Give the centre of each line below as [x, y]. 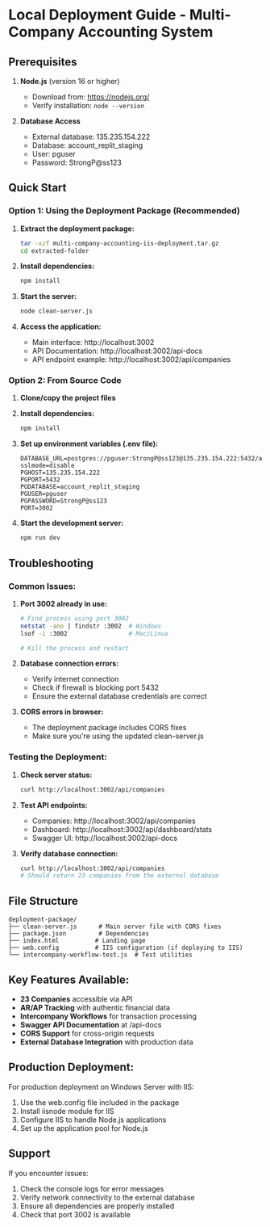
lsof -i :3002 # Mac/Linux [94, 633]
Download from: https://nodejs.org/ [91, 97]
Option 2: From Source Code [65, 380]
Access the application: [61, 327]
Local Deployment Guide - [98, 15]
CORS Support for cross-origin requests [87, 1033]
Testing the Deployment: [58, 757]
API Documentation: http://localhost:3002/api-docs [117, 351]
